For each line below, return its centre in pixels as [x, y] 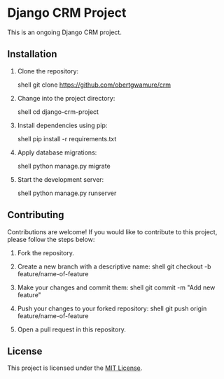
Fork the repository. [46, 252]
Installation [32, 54]
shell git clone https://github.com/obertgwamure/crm [94, 85]
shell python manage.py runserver [67, 193]
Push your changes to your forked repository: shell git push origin [112, 308]
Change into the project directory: [66, 98]
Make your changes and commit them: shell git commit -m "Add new [116, 287]
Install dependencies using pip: [62, 125]
